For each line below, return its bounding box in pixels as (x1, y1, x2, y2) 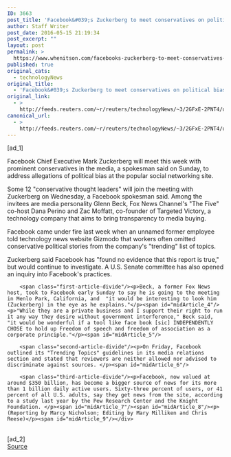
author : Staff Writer (7, 23, 69, 30)
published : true (7, 61, 54, 68)
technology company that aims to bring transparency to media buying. (7, 214, 206, 223)
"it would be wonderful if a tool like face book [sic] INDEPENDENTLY (7, 320, 214, 326)
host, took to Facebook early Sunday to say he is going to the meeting (7, 289, 220, 296)
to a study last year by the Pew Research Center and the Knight (7, 398, 198, 405)
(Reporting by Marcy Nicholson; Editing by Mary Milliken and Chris (7, 410, 208, 416)
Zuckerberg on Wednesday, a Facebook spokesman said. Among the (7, 192, 203, 201)
